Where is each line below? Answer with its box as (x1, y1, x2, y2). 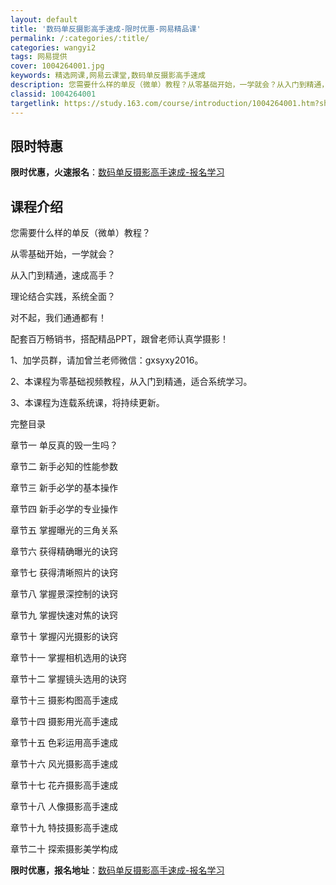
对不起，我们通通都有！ (10, 312, 107, 324)
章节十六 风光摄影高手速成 (10, 758, 118, 770)
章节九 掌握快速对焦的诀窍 (10, 609, 118, 621)
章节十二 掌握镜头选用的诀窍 (10, 673, 127, 685)
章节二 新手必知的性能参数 (10, 461, 118, 473)
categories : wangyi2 (10, 42, 97, 53)
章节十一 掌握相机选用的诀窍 (10, 652, 127, 664)
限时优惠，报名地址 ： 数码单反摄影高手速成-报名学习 (10, 864, 225, 876)
